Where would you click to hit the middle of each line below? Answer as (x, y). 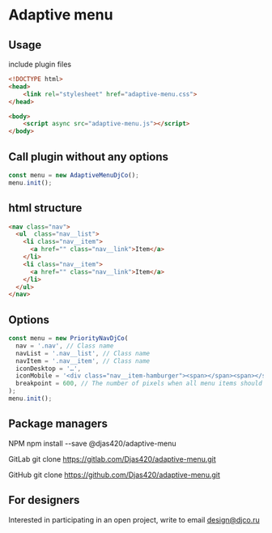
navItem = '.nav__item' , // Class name (83, 361)
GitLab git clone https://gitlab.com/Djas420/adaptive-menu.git (112, 458)
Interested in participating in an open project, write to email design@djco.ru (134, 519)
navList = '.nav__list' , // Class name (83, 353)
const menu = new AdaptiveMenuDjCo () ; (74, 175)
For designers (44, 500)
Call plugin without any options (88, 157)
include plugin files (40, 64)
